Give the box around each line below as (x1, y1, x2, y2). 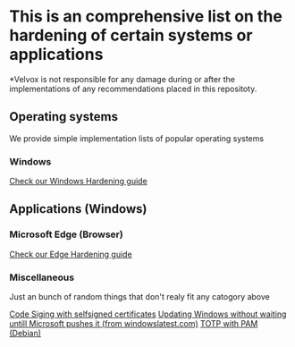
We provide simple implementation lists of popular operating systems (9, 132, 265, 144)
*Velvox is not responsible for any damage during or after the (9, 73, 235, 84)
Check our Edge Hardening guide (9, 249, 132, 259)
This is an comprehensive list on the (9, 6, 283, 27)
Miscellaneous (9, 271, 74, 284)
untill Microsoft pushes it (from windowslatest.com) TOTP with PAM (9, 318, 258, 329)
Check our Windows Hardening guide (9, 176, 147, 187)
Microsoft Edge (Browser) (9, 228, 123, 241)
